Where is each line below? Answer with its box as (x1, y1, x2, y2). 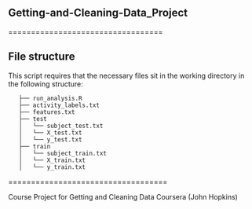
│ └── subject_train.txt (18, 149, 108, 157)
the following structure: (8, 79, 84, 89)
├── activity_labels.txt (18, 101, 100, 109)
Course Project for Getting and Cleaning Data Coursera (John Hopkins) (8, 192, 238, 201)
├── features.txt (18, 108, 76, 116)
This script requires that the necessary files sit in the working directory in (8, 71, 245, 80)
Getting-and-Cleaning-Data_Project (8, 6, 188, 20)
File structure (8, 50, 75, 64)
